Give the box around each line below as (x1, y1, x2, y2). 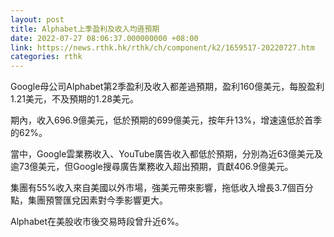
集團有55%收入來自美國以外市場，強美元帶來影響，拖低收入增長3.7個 (10, 182, 297, 194)
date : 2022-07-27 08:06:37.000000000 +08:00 (10, 33, 199, 43)
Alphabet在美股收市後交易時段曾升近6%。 (10, 216, 185, 228)
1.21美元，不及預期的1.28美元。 (10, 93, 139, 105)
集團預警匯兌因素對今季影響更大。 (27, 194, 168, 206)
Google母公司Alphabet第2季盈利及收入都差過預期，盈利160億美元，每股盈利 (10, 81, 325, 93)
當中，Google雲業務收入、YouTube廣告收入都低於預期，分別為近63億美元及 (10, 148, 324, 160)
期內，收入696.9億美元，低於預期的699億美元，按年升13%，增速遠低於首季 (10, 114, 323, 126)
